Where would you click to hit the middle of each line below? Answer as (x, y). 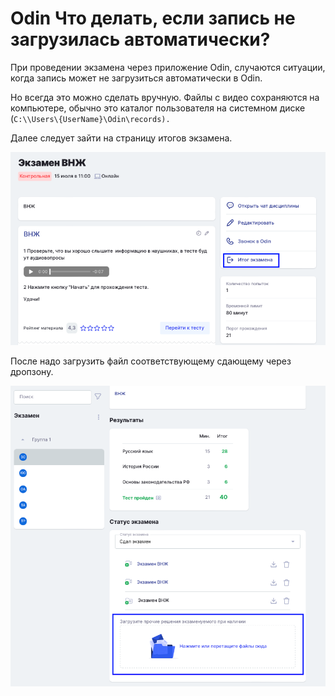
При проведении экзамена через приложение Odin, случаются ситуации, (168, 67)
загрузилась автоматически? (140, 39)
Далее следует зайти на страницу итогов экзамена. (121, 138)
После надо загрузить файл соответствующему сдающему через (151, 361)
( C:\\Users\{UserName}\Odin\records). (90, 118)
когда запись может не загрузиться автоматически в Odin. (136, 78)
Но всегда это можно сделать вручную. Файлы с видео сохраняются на (165, 97)
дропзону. (32, 371)
